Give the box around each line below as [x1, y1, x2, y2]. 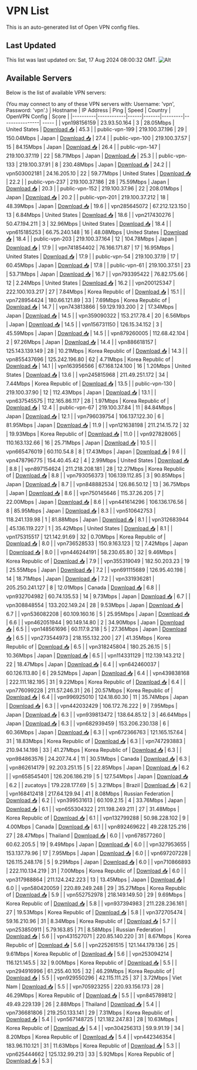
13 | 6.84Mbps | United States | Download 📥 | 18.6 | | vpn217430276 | [6, 211, 175, 218]
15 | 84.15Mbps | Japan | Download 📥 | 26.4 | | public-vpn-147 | [6, 143, 161, 151]
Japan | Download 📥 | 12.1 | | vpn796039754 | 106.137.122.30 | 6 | [6, 413, 164, 420]
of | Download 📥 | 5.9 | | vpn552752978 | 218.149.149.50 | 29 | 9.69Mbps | [6, 891, 186, 898]
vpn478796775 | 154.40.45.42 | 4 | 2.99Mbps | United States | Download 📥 [6, 457, 189, 464]
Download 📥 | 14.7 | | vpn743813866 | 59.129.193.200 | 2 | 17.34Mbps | [6, 303, 177, 310]
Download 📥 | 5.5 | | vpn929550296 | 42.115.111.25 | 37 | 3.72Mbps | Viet [6, 974, 182, 981]
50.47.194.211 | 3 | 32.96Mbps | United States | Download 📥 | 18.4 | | [6, 220, 172, 227]
